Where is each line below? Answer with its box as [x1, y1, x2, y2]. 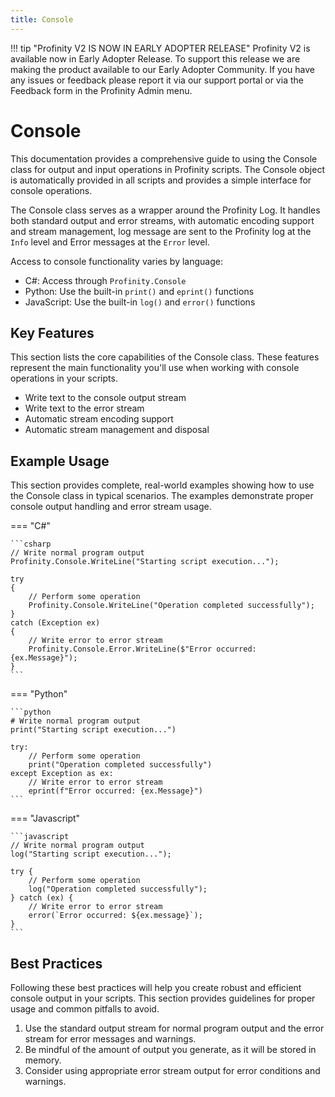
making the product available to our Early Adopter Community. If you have [10, 63, 315, 75]
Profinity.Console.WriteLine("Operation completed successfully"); [28, 601, 315, 611]
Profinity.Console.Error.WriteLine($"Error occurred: [28, 644, 257, 655]
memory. [24, 1054, 62, 1066]
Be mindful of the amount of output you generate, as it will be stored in [24, 1044, 317, 1055]
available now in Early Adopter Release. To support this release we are [10, 52, 301, 65]
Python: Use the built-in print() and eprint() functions [24, 285, 255, 297]
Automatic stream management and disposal [24, 424, 210, 436]
